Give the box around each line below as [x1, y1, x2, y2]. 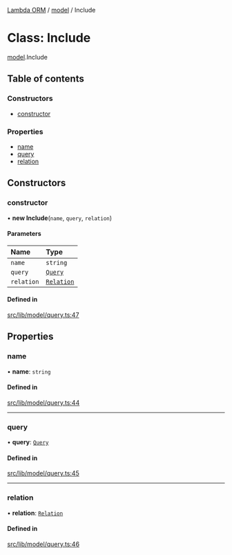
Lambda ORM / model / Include [7, 6, 96, 14]
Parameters [7, 230, 41, 238]
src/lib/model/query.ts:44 [7, 398, 80, 407]
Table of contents [7, 73, 84, 85]
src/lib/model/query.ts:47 [7, 311, 79, 319]
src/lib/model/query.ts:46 [7, 540, 80, 548]
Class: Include [7, 30, 91, 46]
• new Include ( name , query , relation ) [7, 214, 113, 222]
